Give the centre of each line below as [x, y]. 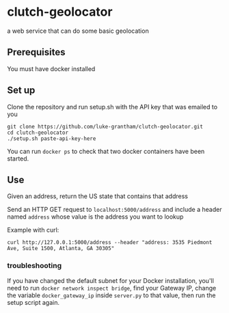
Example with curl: [33, 230]
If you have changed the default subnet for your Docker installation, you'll [110, 280]
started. [18, 159]
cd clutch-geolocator [38, 133]
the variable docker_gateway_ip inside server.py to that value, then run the [111, 295]
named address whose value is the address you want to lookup [95, 217]
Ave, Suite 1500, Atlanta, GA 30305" [61, 249]
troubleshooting [35, 266]
